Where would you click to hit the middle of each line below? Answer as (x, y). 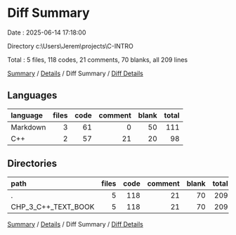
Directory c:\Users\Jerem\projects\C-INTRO (70, 46)
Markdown (28, 127)
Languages (32, 95)
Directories (32, 164)
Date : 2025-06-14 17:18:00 (47, 32)
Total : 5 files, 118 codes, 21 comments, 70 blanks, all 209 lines (98, 59)
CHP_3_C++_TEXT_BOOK (53, 207)
